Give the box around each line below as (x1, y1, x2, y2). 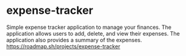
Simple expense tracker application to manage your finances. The (6, 23, 172, 31)
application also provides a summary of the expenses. (6, 36, 142, 43)
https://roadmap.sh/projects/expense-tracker (6, 43, 121, 50)
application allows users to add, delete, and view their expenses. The (6, 30, 180, 37)
